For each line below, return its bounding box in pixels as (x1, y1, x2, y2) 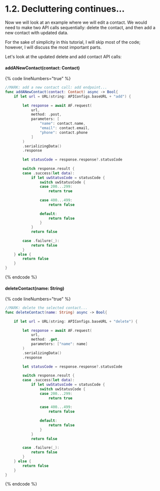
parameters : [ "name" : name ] (31, 342, 88, 346)
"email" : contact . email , (39, 126, 90, 131)
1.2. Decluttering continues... (5, 3, 125, 15)
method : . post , (31, 112, 62, 117)
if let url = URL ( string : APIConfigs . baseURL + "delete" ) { (14, 319, 138, 324)
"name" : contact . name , (39, 121, 86, 126)
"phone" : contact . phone (39, 130, 88, 135)
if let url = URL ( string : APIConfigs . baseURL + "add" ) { (14, 94, 131, 99)
